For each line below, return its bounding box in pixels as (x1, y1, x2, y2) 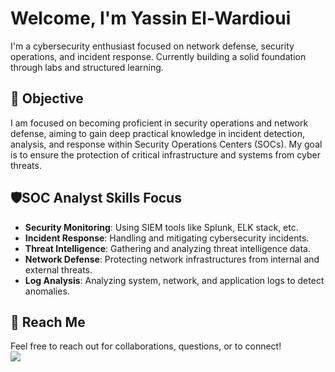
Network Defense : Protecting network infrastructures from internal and (24, 253, 320, 265)
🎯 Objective (10, 90, 84, 107)
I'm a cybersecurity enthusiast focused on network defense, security (10, 40, 295, 52)
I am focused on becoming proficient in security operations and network (10, 117, 309, 129)
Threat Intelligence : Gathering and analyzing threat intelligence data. (24, 242, 311, 254)
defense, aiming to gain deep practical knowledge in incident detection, (10, 127, 305, 139)
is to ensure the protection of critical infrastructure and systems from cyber (10, 148, 321, 161)
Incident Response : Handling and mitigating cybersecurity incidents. (24, 232, 310, 244)
